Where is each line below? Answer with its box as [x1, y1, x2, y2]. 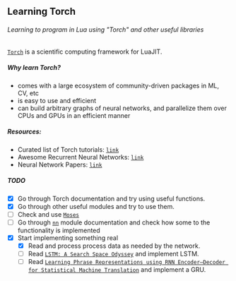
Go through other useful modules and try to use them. [17, 202, 175, 210]
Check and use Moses [17, 210, 80, 218]
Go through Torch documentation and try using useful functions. [17, 194, 206, 203]
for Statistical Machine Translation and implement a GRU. [28, 265, 206, 274]
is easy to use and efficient [17, 96, 97, 104]
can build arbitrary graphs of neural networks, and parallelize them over [17, 104, 228, 112]
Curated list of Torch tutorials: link [17, 145, 119, 154]
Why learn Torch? [7, 64, 61, 72]
